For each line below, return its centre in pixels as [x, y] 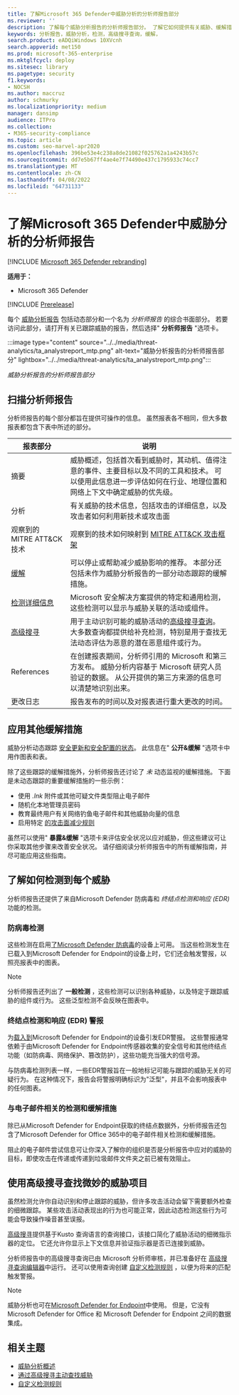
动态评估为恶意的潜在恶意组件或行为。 [142, 643]
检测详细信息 [33, 603]
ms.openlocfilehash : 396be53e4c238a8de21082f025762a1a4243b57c [103, 153]
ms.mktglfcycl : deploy [41, 61]
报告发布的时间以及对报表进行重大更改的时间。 [149, 701]
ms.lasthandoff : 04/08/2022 [49, 180]
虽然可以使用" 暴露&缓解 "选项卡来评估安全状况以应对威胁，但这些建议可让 [117, 838]
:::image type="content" [43, 342]
